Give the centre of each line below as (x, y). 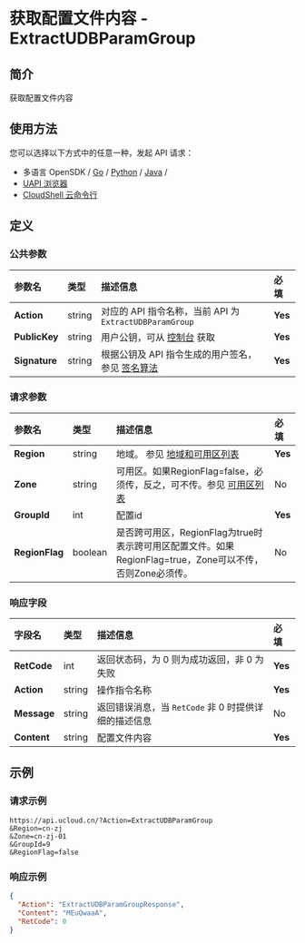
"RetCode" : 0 (42, 921)
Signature (35, 360)
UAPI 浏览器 (45, 183)
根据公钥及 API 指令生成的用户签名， (179, 354)
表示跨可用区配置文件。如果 (175, 545)
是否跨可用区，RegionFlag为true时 (189, 532)
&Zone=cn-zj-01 (38, 836)
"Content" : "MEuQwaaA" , (62, 913)
